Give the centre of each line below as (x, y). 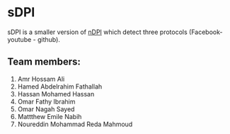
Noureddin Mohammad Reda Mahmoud (75, 124)
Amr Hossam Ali (41, 79)
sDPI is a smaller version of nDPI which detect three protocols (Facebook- (115, 32)
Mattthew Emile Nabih (50, 116)
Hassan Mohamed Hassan (56, 94)
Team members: (44, 62)
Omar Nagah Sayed (46, 109)
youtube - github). (34, 39)
